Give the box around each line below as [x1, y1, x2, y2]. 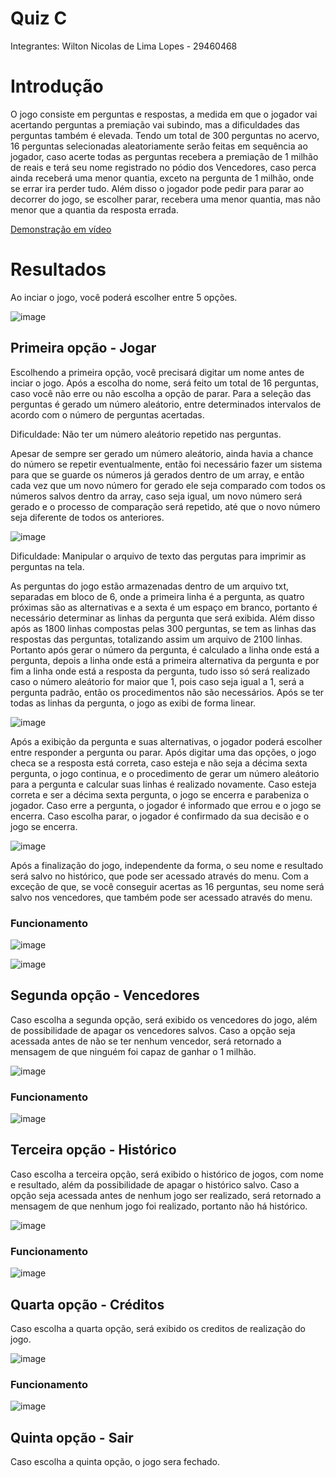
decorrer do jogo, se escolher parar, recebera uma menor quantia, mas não [10, 193, 321, 205]
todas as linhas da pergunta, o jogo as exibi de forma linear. [10, 697, 257, 709]
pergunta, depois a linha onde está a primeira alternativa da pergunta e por [10, 654, 320, 666]
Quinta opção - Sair [10, 1429, 134, 1446]
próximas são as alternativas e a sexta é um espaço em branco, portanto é [10, 601, 318, 613]
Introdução [10, 75, 104, 98]
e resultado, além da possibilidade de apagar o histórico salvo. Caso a [10, 1178, 300, 1191]
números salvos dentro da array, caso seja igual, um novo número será [10, 490, 303, 502]
